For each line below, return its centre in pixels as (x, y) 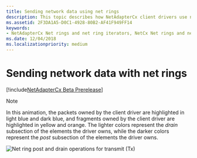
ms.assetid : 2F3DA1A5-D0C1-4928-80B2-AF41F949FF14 (69, 22)
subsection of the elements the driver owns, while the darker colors (88, 131)
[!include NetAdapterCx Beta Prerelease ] (55, 89)
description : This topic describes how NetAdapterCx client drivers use (97, 17)
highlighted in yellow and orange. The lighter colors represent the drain (92, 125)
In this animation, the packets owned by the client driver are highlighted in (95, 112)
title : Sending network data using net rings (62, 11)
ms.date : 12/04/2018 (31, 39)
